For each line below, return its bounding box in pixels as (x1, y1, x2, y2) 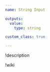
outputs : (5, 16, 23, 21)
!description (5, 53, 30, 59)
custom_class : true (5, 34, 46, 40)
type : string (14, 25, 41, 30)
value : (9, 21, 23, 26)
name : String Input (5, 7, 46, 12)
